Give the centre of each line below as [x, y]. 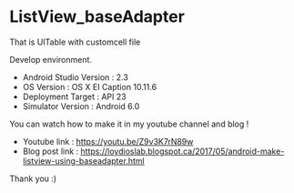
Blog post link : [51, 151]
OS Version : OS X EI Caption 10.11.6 [90, 86]
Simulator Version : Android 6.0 [81, 106]
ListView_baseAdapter [97, 17]
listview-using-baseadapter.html [83, 160]
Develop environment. [51, 59]
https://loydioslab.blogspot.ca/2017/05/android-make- [182, 151]
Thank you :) [33, 178]
